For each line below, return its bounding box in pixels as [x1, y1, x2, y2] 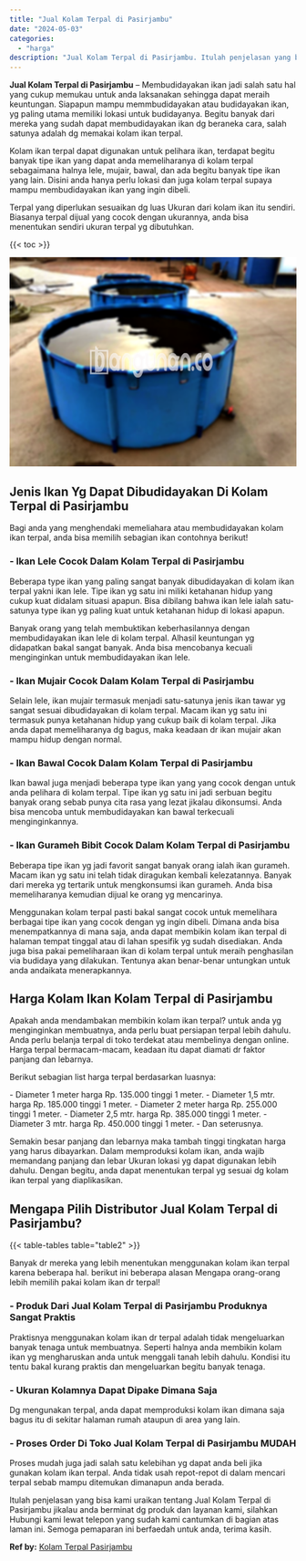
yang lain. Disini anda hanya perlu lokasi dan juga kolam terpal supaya [9, 174, 273, 186]
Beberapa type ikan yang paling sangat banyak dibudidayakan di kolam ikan [9, 576, 294, 587]
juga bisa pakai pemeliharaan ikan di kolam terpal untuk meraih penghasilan [9, 945, 294, 956]
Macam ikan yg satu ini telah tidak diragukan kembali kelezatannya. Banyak [9, 869, 292, 880]
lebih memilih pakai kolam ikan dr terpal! [9, 1277, 161, 1288]
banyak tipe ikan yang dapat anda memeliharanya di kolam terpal [9, 155, 253, 166]
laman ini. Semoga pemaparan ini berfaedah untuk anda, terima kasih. [9, 1524, 272, 1535]
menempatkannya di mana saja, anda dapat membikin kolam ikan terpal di [9, 926, 287, 937]
